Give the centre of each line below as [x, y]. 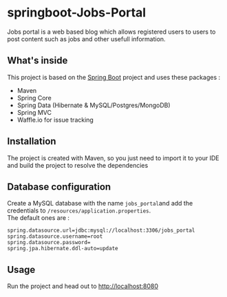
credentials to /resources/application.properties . [79, 210]
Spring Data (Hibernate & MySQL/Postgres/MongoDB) [94, 105]
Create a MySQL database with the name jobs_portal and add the [100, 203]
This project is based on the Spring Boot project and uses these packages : [114, 77]
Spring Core [34, 98]
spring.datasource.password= [49, 243]
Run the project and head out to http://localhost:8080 [83, 286]
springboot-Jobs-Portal [77, 13]
